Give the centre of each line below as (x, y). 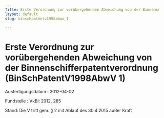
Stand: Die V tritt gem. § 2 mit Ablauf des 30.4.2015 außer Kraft (69, 111)
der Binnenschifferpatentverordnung (82, 68)
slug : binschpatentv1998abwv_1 (37, 19)
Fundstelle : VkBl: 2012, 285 (33, 101)
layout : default (21, 14)
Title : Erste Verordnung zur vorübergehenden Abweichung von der (73, 10)
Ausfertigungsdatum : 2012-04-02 (40, 92)
